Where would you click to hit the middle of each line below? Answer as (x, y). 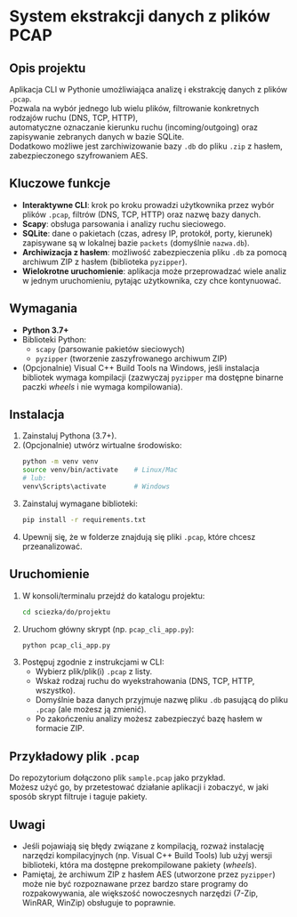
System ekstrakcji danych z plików (140, 16)
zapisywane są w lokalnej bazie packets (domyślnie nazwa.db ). (136, 243)
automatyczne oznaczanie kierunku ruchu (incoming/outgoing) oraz (134, 127)
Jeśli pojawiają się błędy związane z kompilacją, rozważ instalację (143, 846)
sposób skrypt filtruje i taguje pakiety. (79, 797)
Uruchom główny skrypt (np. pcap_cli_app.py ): (108, 629)
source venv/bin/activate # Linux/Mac (100, 470)
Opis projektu (48, 68)
